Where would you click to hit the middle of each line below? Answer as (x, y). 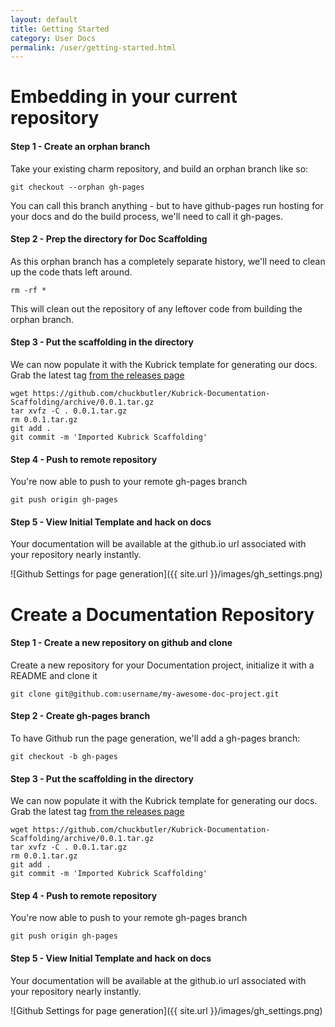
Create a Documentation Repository (162, 614)
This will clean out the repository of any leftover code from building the (156, 308)
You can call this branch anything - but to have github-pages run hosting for (167, 205)
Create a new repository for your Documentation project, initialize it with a (162, 665)
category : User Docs (53, 38)
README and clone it (54, 675)
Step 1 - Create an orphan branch (80, 147)
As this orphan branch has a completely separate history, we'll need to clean (168, 261)
